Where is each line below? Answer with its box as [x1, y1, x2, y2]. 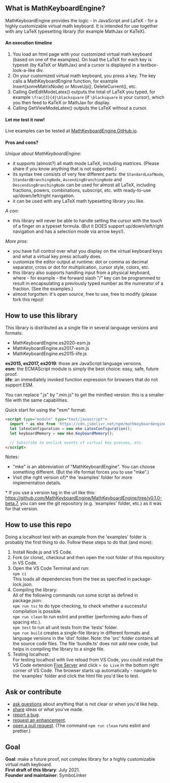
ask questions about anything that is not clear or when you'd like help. [12, 701, 159, 707]
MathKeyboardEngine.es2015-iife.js [12, 350, 87, 357]
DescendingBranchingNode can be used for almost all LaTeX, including [12, 182, 156, 188]
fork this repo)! [12, 296, 44, 303]
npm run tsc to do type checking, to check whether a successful [12, 603, 148, 609]
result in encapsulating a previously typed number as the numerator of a [12, 281, 163, 287]
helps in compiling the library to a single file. [12, 646, 105, 652]
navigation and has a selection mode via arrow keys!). [12, 228, 125, 234]
